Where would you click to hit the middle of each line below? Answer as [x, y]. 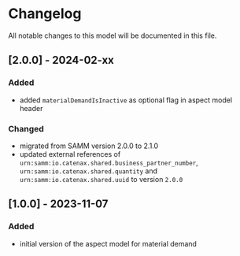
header [31, 108]
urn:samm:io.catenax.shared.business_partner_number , [109, 162]
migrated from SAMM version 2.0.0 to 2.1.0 [89, 146]
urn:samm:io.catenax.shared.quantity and [89, 171]
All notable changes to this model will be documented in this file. [113, 35]
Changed [26, 128]
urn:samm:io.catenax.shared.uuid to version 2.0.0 [101, 179]
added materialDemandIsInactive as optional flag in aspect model [126, 100]
